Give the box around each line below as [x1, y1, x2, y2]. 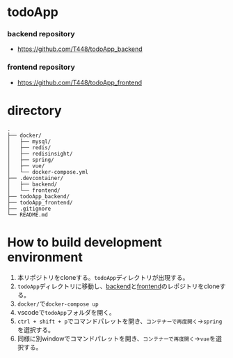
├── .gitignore [7, 205, 51, 212]
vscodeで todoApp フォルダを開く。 [17, 308, 116, 316]
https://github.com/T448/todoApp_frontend [17, 78, 143, 87]
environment [7, 249, 83, 265]
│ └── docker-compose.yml [7, 168, 89, 175]
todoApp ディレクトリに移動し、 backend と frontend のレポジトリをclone [17, 282, 220, 290]
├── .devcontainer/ [7, 174, 64, 181]
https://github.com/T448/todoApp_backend [17, 45, 143, 53]
